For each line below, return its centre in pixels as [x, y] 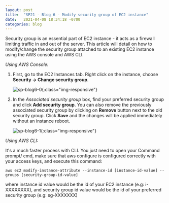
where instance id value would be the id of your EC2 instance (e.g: [75, 184]
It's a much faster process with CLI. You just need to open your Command [82, 151]
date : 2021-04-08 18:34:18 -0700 [43, 19]
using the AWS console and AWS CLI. [44, 55]
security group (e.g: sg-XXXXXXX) [41, 195]
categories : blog [24, 24]
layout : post [19, 10]
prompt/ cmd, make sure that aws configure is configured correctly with [80, 156]
